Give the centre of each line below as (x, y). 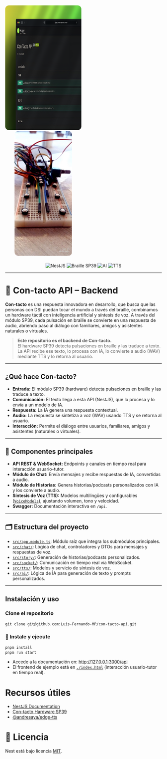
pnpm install (19, 648)
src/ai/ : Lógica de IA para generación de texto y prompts (72, 573)
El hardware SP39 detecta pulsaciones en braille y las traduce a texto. (89, 346)
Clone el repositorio (29, 613)
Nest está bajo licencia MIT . (34, 751)
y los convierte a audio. (36, 490)
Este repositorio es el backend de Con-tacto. (64, 340)
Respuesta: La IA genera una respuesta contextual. (65, 410)
